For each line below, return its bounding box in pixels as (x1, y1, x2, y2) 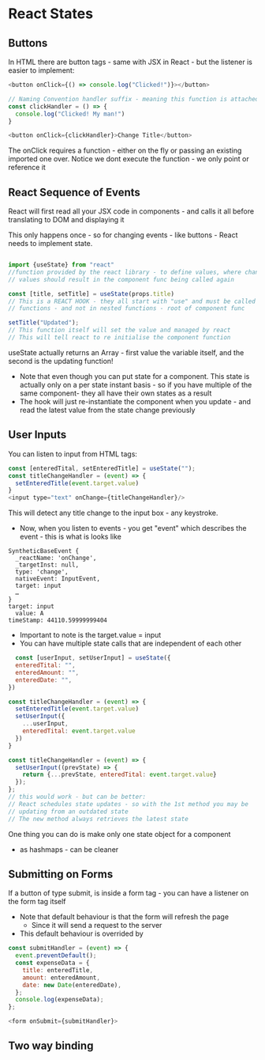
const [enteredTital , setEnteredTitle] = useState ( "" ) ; (8, 464, 196, 472)
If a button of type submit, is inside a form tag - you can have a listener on (8, 888, 249, 898)
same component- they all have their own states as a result (19, 388, 212, 398)
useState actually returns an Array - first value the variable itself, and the (8, 347, 244, 357)
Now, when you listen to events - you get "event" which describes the (19, 524, 247, 533)
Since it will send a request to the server (31, 921, 162, 930)
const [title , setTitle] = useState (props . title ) (8, 290, 175, 297)
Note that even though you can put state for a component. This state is (19, 371, 250, 380)
